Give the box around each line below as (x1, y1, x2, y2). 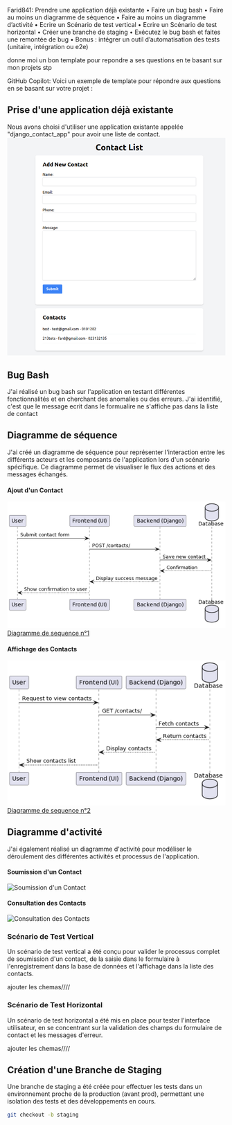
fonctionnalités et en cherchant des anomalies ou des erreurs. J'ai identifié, (7, 395, 223, 404)
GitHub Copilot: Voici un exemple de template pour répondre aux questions (7, 77, 222, 85)
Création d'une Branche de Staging (7, 1064, 162, 1076)
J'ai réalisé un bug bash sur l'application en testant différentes (7, 388, 186, 396)
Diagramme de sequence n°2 (7, 806, 91, 814)
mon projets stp (7, 64, 52, 71)
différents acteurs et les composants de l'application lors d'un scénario (7, 455, 210, 463)
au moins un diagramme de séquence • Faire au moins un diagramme (7, 13, 206, 21)
